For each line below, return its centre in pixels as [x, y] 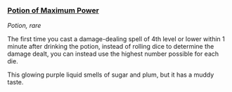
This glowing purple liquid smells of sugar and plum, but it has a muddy [111, 75]
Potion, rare [24, 26]
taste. [15, 82]
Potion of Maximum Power [53, 10]
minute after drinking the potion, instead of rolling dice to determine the [111, 47]
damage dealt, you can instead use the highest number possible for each [113, 54]
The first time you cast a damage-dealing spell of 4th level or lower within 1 [116, 39]
